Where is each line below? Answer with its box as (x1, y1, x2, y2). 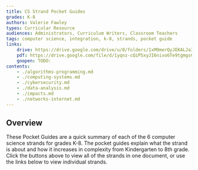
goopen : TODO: (16, 58, 51, 64)
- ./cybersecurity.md (16, 80, 70, 86)
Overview (6, 118, 43, 128)
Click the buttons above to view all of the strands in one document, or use (6, 152, 186, 159)
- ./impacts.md (16, 91, 54, 96)
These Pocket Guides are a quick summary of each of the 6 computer (6, 134, 176, 141)
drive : (16, 47, 33, 53)
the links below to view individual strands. (6, 158, 108, 165)
